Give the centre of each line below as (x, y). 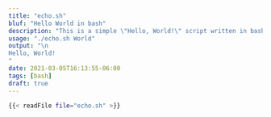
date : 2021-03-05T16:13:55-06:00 (65, 69)
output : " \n (28, 46)
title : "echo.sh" (38, 16)
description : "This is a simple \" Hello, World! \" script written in (128, 31)
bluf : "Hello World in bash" (57, 23)
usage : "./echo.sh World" (52, 38)
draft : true (28, 83)
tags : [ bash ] (30, 76)
